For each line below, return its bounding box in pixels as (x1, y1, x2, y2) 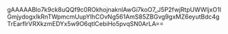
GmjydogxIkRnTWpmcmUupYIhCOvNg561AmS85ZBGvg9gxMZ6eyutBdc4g (7, 13, 220, 21)
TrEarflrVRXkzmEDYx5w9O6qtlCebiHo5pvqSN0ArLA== (7, 20, 164, 27)
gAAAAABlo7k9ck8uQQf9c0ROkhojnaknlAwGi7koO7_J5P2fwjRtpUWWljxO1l (7, 6, 221, 13)
